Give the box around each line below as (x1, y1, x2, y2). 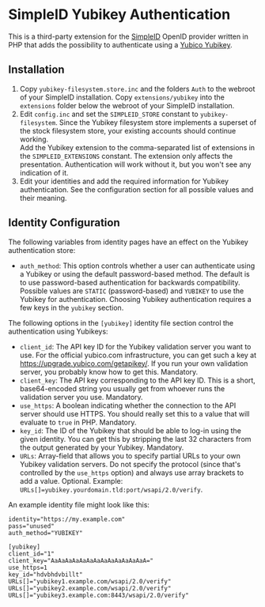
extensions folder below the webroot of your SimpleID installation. (19, 100, 235, 110)
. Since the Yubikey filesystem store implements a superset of (55, 117, 257, 127)
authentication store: (8, 245, 76, 254)
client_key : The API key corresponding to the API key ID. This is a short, (19, 375, 256, 385)
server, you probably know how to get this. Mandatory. (19, 367, 199, 376)
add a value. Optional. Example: (19, 476, 123, 485)
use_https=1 (8, 564, 47, 571)
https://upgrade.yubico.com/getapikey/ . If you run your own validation (19, 358, 248, 368)
